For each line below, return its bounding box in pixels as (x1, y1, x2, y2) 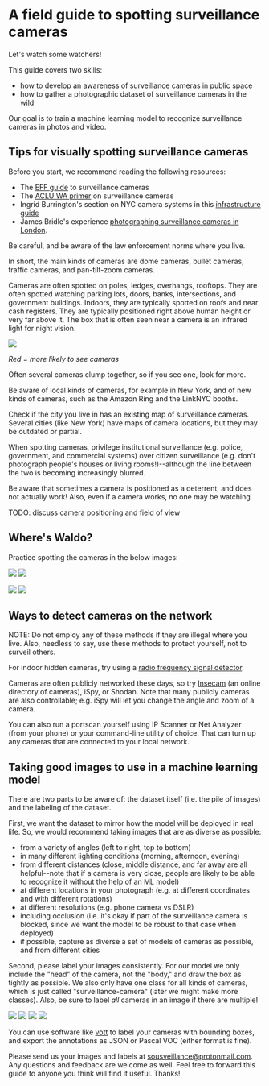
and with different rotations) (19, 894, 112, 904)
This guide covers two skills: (8, 64, 103, 74)
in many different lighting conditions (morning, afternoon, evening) (19, 852, 240, 861)
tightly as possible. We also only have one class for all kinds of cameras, (8, 978, 248, 988)
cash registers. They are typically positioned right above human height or (8, 306, 251, 316)
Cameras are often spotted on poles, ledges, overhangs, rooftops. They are (8, 280, 258, 290)
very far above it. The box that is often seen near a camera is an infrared (8, 314, 248, 324)
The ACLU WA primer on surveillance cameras (19, 191, 174, 201)
